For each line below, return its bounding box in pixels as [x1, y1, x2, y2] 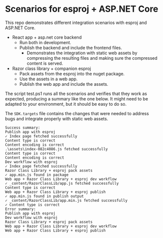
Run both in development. [19, 39, 72, 45]
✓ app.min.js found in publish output [5, 193, 84, 199]
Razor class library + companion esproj [12, 65, 91, 71]
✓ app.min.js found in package [5, 172, 69, 177]
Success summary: [5, 125, 41, 130]
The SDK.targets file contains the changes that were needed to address [5, 110, 149, 116]
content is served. [26, 60, 63, 66]
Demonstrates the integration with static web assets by [26, 50, 138, 56]
